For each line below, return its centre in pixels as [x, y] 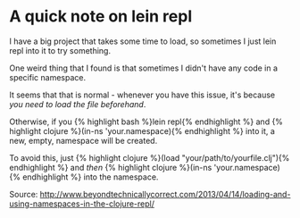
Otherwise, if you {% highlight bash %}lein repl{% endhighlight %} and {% [146, 122]
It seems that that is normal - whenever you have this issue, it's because [142, 95]
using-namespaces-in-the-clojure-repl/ [82, 204]
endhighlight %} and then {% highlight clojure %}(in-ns [111, 167]
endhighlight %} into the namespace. [90, 177]
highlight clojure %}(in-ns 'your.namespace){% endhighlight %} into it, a [142, 130]
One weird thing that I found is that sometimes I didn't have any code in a [144, 68]
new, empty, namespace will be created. [83, 140]
